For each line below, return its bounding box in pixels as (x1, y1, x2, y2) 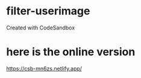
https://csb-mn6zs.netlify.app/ (6, 65, 83, 72)
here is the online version (6, 45, 136, 59)
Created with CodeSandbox (6, 24, 75, 31)
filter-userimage (6, 4, 90, 18)
